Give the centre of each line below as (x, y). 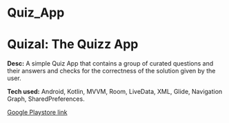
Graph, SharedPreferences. (46, 99)
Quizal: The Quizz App (73, 45)
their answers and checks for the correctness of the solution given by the (111, 71)
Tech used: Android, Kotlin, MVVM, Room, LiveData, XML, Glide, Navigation (115, 92)
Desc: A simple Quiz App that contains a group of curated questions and (110, 64)
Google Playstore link (37, 113)
